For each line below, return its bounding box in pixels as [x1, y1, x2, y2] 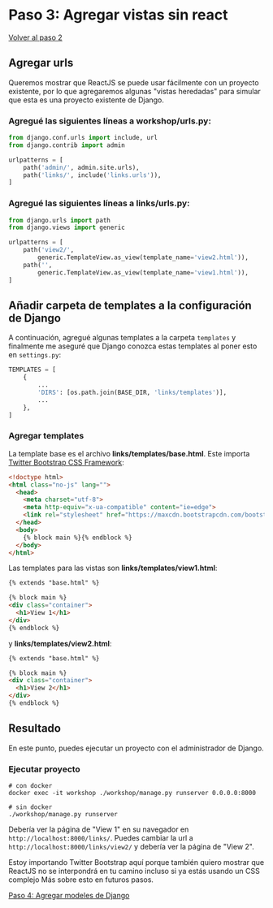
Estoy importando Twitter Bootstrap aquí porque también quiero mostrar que [8, 858, 265, 867]
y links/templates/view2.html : [8, 638, 112, 648]
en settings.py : [8, 350, 62, 360]
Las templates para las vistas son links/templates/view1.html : [8, 563, 218, 573]
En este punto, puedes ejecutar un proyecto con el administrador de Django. [8, 743, 264, 753]
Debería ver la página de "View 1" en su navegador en [8, 824, 189, 834]
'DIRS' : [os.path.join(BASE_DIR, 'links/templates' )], [37, 388, 227, 397]
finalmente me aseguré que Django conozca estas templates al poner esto [8, 341, 258, 351]
